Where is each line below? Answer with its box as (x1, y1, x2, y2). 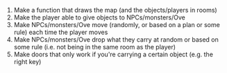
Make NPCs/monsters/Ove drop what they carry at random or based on (13, 35, 219, 44)
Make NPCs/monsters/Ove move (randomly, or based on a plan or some (13, 21, 220, 29)
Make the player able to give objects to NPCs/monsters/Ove (13, 13, 185, 22)
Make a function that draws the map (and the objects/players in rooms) (13, 6, 217, 14)
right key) (13, 58, 42, 65)
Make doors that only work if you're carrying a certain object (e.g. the (13, 50, 214, 58)
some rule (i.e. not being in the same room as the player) (13, 43, 176, 51)
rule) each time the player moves (13, 28, 108, 36)
